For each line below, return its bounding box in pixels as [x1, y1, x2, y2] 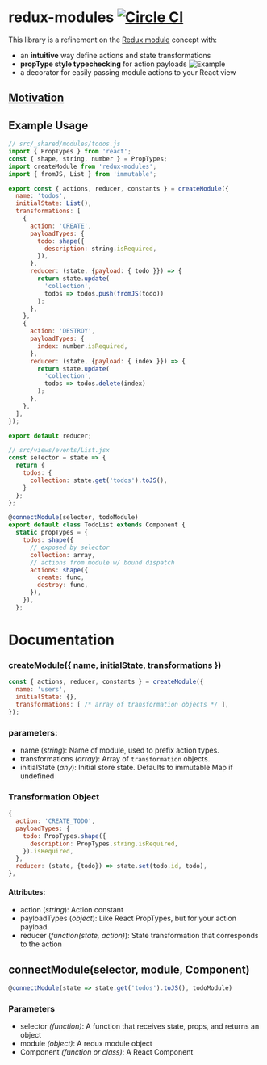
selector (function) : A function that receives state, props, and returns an [19, 1021, 260, 1031]
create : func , [37, 573, 85, 581]
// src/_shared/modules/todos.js [8, 140, 121, 149]
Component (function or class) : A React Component [19, 1047, 194, 1057]
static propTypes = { [15, 529, 89, 537]
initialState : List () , [15, 199, 92, 208]
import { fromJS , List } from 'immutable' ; [8, 170, 157, 178]
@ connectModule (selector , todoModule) [8, 514, 139, 522]
